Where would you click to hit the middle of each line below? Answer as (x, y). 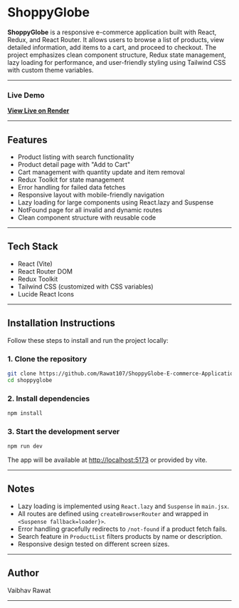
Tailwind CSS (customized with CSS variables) (86, 287)
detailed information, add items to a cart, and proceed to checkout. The (112, 47)
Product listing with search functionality (76, 157)
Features (27, 140)
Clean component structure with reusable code (87, 217)
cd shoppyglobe (30, 380)
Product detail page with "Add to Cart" (74, 165)
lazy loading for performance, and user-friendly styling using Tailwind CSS (117, 62)
